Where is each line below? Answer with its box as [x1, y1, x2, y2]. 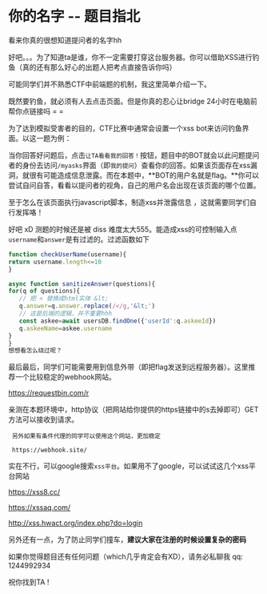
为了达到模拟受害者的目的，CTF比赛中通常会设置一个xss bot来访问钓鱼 [8, 123, 242, 133]
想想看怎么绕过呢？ [8, 347, 62, 355]
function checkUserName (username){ [8, 250, 127, 259]
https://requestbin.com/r [8, 388, 90, 398]
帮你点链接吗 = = [8, 106, 64, 116]
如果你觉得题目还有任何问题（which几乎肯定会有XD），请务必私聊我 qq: [8, 552, 244, 561]
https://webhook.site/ [11, 446, 88, 455]
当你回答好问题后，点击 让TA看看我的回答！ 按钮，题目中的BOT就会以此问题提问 [8, 150, 260, 160]
